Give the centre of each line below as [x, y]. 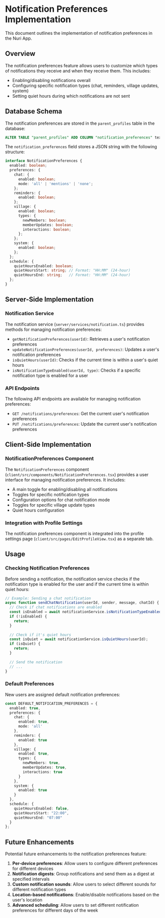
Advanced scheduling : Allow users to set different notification [75, 905]
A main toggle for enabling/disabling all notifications [65, 489]
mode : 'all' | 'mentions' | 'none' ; [55, 184]
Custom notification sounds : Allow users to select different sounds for [84, 884]
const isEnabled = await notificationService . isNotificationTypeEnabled [85, 612]
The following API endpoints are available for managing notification [73, 399]
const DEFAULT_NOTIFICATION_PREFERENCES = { [51, 703]
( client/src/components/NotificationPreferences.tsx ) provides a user [77, 474]
